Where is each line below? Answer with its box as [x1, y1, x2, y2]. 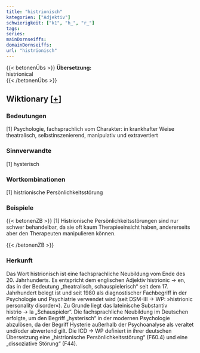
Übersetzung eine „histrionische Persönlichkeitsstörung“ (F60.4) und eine [6, 333, 188, 340]
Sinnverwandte [6, 147, 52, 155]
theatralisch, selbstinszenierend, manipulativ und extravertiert [6, 132, 158, 139]
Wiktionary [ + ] [6, 94, 61, 105]
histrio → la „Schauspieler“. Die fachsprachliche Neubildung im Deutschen [6, 308, 189, 315]
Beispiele [6, 204, 34, 212]
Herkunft [6, 256, 33, 265]
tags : [6, 25, 20, 32]
